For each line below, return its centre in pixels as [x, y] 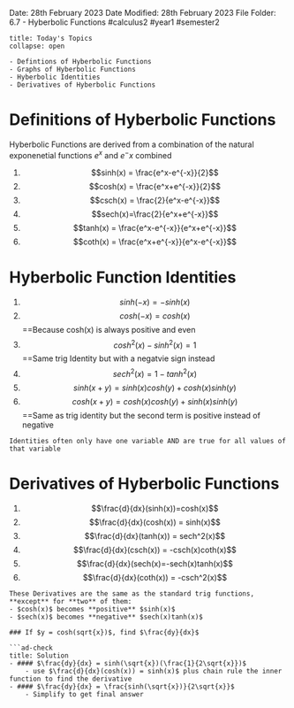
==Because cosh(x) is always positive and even [109, 329]
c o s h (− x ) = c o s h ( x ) [155, 316]
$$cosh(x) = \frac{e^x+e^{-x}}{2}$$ [155, 186]
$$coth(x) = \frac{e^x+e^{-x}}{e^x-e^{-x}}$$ [155, 242]
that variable [35, 449]
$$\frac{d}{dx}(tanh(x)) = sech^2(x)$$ [155, 535]
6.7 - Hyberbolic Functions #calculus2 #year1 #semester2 [115, 22]
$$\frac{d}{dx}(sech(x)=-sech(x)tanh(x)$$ [155, 563]
